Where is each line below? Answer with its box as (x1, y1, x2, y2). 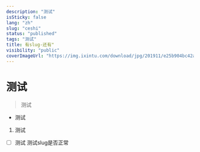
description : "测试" (6, 8, 55, 15)
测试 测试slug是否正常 (14, 139, 69, 146)
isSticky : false (6, 14, 46, 20)
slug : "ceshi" (6, 25, 42, 31)
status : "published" (6, 31, 58, 37)
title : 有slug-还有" (6, 42, 55, 48)
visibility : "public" (6, 47, 60, 53)
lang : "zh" (6, 20, 33, 26)
